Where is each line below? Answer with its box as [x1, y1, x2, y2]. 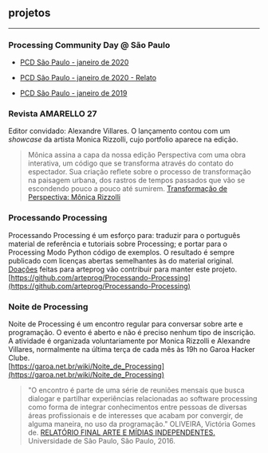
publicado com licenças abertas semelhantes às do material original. [8, 256, 234, 265]
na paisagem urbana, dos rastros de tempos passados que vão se [27, 175, 246, 185]
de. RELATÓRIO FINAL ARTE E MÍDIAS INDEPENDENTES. [27, 428, 215, 437]
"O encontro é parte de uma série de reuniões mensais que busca [27, 385, 245, 395]
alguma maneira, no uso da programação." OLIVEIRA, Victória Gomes [27, 420, 256, 428]
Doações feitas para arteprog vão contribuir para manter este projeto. [8, 264, 238, 274]
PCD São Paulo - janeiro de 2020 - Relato [19, 73, 157, 83]
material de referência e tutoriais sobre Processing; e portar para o [8, 239, 227, 248]
